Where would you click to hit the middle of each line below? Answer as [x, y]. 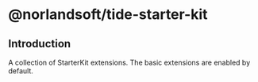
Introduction [40, 44]
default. [21, 71]
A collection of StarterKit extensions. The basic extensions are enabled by [129, 62]
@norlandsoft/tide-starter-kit [108, 15]
